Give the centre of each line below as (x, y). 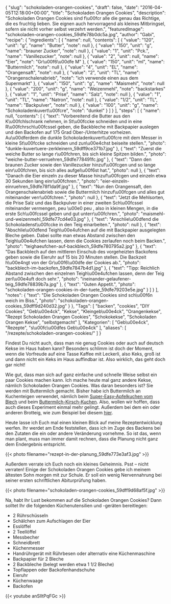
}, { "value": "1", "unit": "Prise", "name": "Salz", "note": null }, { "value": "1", (83, 94)
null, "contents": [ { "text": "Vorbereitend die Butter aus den (68, 116)
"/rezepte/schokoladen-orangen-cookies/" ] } (53, 333)
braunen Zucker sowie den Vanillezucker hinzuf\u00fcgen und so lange (80, 165)
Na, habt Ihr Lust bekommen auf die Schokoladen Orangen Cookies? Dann (83, 500)
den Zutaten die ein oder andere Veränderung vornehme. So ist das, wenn (83, 433)
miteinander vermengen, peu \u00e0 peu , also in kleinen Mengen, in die (82, 208)
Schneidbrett (26, 543)
